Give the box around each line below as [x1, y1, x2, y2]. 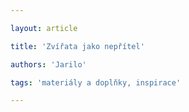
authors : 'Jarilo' [10, 59, 87, 70]
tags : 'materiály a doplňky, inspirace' [10, 77, 182, 88]
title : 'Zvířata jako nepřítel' [10, 41, 145, 51]
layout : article [10, 23, 78, 33]
